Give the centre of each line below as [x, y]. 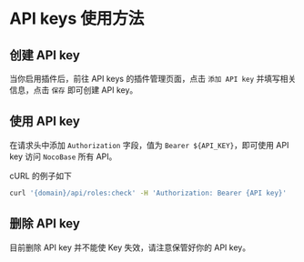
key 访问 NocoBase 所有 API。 [63, 156]
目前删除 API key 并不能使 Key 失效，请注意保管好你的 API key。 [130, 247]
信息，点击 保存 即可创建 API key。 [74, 90]
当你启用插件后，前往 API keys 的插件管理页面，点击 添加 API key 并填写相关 [153, 79]
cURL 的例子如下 [41, 176]
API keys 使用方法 [77, 19]
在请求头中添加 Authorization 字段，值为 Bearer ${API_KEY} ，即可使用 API [149, 145]
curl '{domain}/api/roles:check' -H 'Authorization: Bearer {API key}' [148, 193]
